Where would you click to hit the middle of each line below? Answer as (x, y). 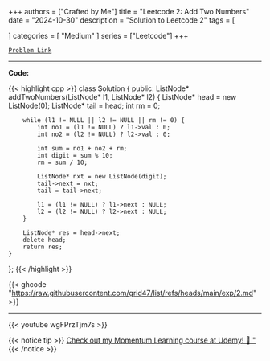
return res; (43, 247)
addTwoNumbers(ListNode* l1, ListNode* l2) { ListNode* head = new (123, 97)
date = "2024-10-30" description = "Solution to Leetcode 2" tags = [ (122, 20)
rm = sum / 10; (63, 162)
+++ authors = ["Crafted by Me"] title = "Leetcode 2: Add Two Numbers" (129, 12)
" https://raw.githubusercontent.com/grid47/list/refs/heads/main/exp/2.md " (133, 293)
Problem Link (30, 51)
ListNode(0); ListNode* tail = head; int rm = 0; (84, 105)
